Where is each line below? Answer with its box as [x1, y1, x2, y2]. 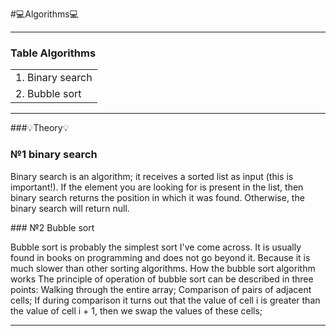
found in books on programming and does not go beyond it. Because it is [10, 251, 311, 263]
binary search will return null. [10, 202, 130, 214]
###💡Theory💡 [10, 122, 70, 134]
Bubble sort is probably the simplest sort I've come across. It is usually [10, 241, 302, 253]
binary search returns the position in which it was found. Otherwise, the [10, 191, 305, 203]
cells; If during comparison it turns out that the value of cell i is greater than [10, 294, 321, 306]
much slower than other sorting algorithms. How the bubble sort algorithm [10, 262, 316, 274]
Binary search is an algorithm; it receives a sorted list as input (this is [10, 170, 294, 182]
